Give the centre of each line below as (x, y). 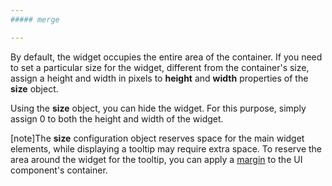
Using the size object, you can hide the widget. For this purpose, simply (158, 108)
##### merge (35, 19)
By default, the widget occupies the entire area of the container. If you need (166, 57)
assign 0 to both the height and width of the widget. (117, 118)
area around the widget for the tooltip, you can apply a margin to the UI (156, 159)
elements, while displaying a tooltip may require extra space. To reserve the (166, 148)
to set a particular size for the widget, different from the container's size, (160, 67)
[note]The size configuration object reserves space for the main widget (157, 138)
